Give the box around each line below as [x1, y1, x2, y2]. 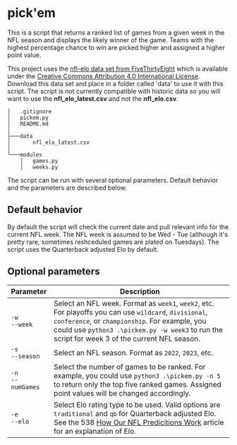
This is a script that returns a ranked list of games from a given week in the [7, 28, 225, 37]
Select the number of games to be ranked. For [54, 362, 206, 372]
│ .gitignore [7, 108, 52, 115]
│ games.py [20, 157, 59, 164]
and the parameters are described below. [7, 183, 127, 192]
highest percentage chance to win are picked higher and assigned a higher [7, 43, 226, 51]
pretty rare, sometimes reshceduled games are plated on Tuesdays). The [7, 238, 219, 246]
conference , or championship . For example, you [54, 316, 207, 326]
